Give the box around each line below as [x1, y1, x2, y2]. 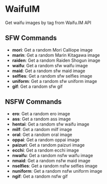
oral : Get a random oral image [12, 131, 72, 137]
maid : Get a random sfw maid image [12, 68, 86, 74]
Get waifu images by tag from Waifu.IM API [5, 20, 91, 26]
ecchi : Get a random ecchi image [12, 147, 79, 153]
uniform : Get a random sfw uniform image [12, 78, 97, 84]
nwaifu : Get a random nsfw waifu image [12, 152, 93, 158]
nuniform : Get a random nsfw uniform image [12, 168, 103, 174]
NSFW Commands [5, 98, 62, 106]
